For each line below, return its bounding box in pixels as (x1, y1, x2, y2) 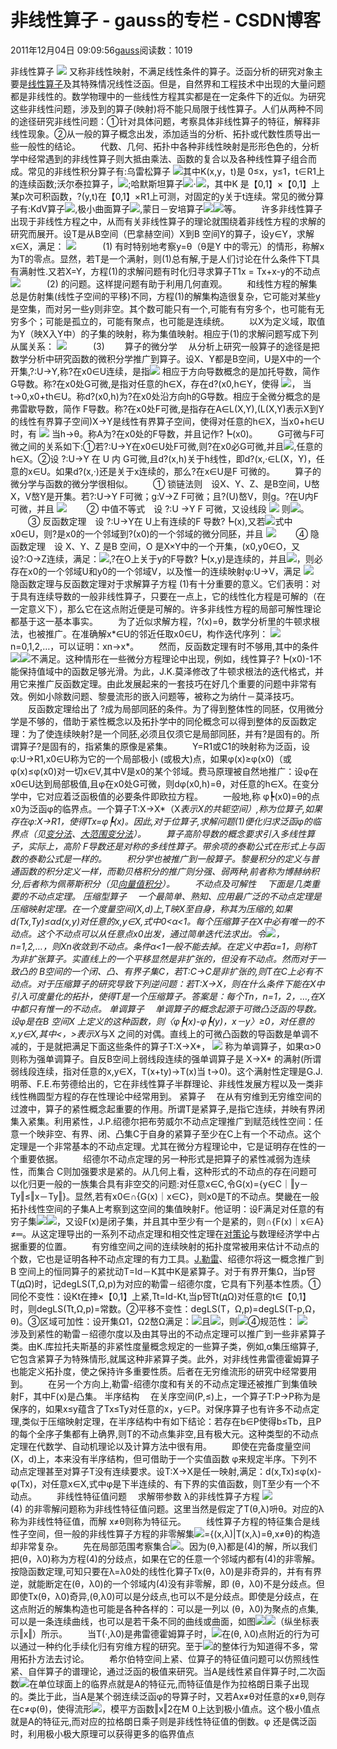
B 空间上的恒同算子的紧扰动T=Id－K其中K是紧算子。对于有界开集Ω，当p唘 (10, 1265, 316, 1277)
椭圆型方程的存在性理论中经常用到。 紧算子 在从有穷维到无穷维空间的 (27, 1090, 322, 1102)
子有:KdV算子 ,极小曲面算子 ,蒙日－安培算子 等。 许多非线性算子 (10, 202, 323, 215)
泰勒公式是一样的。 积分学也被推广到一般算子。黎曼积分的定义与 (27, 852, 311, 865)
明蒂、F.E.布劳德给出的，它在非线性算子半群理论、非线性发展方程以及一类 (10, 1077, 315, 1090)
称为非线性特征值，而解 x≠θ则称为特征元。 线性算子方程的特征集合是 (10, 1515, 312, 1527)
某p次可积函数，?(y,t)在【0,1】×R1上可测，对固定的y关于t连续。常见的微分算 (10, 190, 325, 202)
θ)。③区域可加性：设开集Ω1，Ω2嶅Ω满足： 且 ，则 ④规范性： (10, 1315, 296, 1327)
